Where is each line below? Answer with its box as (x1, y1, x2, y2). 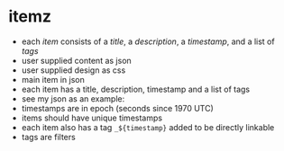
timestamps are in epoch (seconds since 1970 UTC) (21, 102, 214, 113)
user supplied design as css (21, 65, 126, 75)
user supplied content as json (21, 55, 132, 66)
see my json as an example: (21, 93, 125, 104)
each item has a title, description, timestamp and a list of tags (21, 84, 251, 94)
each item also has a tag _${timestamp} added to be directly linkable (21, 121, 275, 132)
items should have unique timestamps (21, 112, 163, 123)
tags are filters (21, 131, 76, 142)
